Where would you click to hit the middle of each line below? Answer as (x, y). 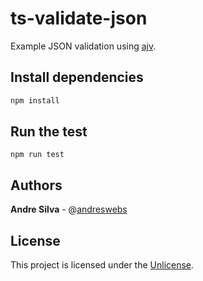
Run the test (49, 132)
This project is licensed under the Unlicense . (102, 265)
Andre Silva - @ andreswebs (69, 209)
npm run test (37, 155)
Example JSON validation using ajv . (83, 46)
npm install (35, 100)
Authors (36, 185)
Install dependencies (77, 77)
